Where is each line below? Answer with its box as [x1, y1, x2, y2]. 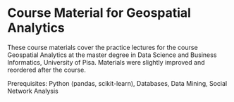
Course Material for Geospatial [7, 5, 192, 21]
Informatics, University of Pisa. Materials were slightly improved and [7, 58, 205, 66]
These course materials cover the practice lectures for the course [7, 43, 199, 51]
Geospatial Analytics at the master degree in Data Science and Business [7, 51, 217, 59]
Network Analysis [7, 87, 58, 95]
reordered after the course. [7, 65, 86, 74]
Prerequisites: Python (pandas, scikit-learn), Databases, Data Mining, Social [7, 79, 228, 87]
